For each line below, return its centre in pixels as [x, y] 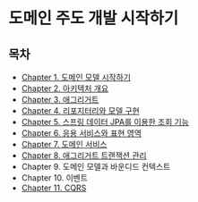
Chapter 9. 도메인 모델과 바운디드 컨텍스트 [96, 167]
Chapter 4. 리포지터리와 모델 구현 [80, 111]
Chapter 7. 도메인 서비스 [64, 144]
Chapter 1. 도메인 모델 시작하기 [76, 77]
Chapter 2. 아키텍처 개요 [65, 88]
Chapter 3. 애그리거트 [60, 100]
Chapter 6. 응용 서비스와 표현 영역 [82, 133]
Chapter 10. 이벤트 [55, 178]
